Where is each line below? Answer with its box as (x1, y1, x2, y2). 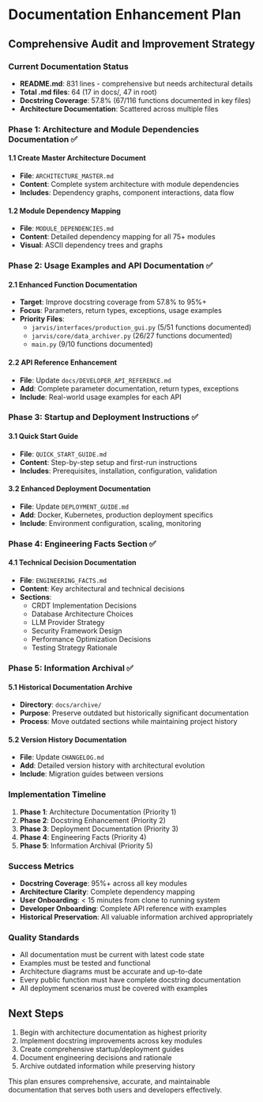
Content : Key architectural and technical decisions (19, 584, 186, 593)
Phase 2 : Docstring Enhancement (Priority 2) (19, 815, 166, 825)
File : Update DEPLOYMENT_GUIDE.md (19, 501, 129, 511)
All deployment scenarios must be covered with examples (19, 984, 208, 993)
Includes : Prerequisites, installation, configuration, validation (19, 466, 217, 475)
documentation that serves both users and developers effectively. (8, 1085, 223, 1095)
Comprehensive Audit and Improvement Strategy (8, 37, 255, 51)
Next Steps (8, 1006, 64, 1020)
